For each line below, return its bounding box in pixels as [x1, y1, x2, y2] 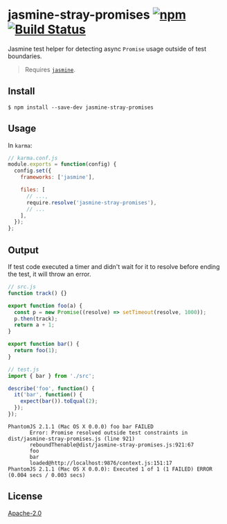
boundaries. [8, 52, 42, 60]
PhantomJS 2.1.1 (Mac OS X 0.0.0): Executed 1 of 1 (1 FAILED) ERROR [8, 465, 213, 473]
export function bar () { [8, 340, 80, 348]
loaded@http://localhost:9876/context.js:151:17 [29, 460, 172, 466]
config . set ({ [14, 167, 52, 175]
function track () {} [8, 290, 68, 297]
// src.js [8, 283, 37, 290]
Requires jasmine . [24, 65, 75, 73]
